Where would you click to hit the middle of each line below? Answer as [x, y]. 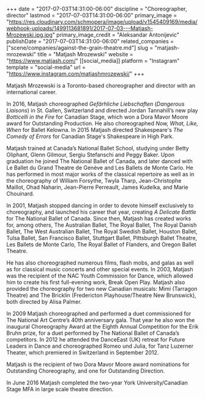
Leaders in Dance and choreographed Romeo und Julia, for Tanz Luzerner [100, 346]
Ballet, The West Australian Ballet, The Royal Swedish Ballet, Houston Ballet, [102, 231]
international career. [32, 92]
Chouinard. [20, 194]
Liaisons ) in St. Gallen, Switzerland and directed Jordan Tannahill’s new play [102, 110]
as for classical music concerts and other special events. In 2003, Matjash [100, 269]
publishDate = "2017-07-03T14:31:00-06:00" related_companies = [90, 41]
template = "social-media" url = [46, 67]
